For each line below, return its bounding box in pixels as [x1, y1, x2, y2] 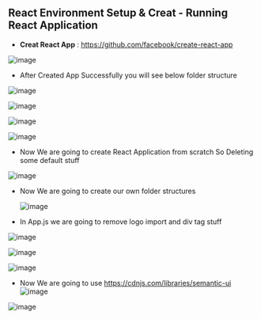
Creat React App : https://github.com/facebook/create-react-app [19, 40, 233, 49]
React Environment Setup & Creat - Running [8, 6, 228, 20]
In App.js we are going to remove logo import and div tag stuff [19, 217, 222, 226]
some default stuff [19, 155, 80, 165]
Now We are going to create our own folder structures [19, 186, 196, 196]
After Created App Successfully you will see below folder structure [19, 70, 237, 80]
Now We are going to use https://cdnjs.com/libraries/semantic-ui [19, 278, 232, 287]
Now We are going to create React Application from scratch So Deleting [19, 146, 254, 157]
